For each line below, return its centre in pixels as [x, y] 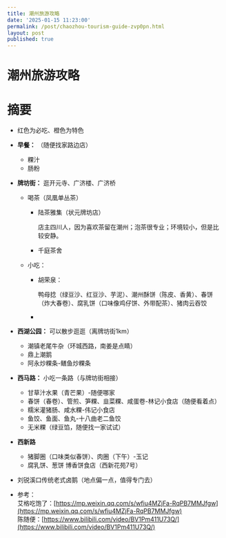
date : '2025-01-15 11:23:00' [49, 20]
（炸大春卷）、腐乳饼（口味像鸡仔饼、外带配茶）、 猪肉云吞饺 [122, 303]
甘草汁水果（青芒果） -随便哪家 [71, 393]
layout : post [26, 33]
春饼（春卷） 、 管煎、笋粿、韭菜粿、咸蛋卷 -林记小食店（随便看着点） [124, 401]
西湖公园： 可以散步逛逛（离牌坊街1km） [75, 331]
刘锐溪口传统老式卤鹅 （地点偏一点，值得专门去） [86, 480]
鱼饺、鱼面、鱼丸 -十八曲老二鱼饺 [74, 418]
